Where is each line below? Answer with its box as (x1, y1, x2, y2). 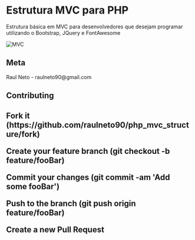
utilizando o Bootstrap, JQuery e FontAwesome (6, 29, 121, 36)
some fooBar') (6, 181, 60, 192)
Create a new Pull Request (6, 225, 105, 235)
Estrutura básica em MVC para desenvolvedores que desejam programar (6, 23, 184, 30)
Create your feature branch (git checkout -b (6, 146, 170, 156)
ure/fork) (6, 129, 40, 139)
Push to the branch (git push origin (6, 198, 137, 208)
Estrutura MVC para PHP (6, 4, 128, 17)
